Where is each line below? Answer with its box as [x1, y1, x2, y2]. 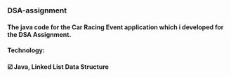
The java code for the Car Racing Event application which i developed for [7, 23, 224, 31]
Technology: [7, 46, 46, 54]
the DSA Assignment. [7, 30, 72, 38]
